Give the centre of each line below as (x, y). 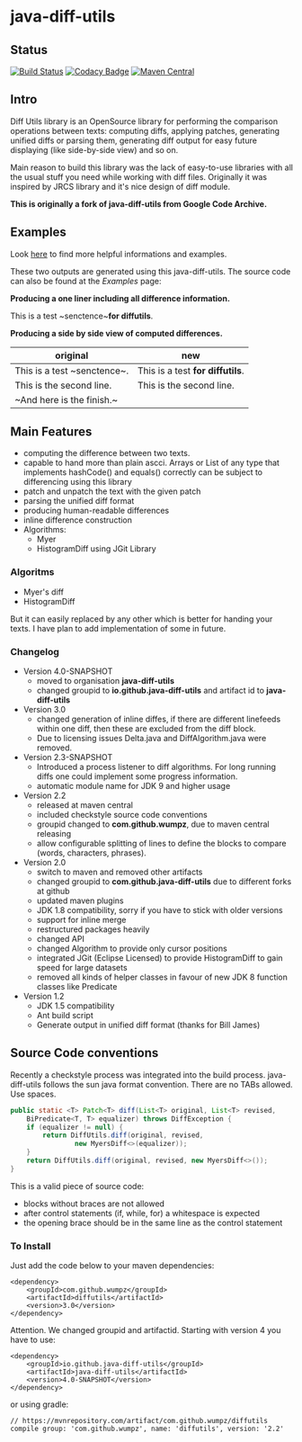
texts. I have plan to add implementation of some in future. (118, 628)
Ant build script (65, 1016)
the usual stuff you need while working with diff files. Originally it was (139, 176)
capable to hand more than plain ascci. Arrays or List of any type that (151, 463)
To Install (31, 1246)
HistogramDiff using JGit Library (96, 549)
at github (53, 891)
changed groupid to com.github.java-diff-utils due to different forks (164, 882)
